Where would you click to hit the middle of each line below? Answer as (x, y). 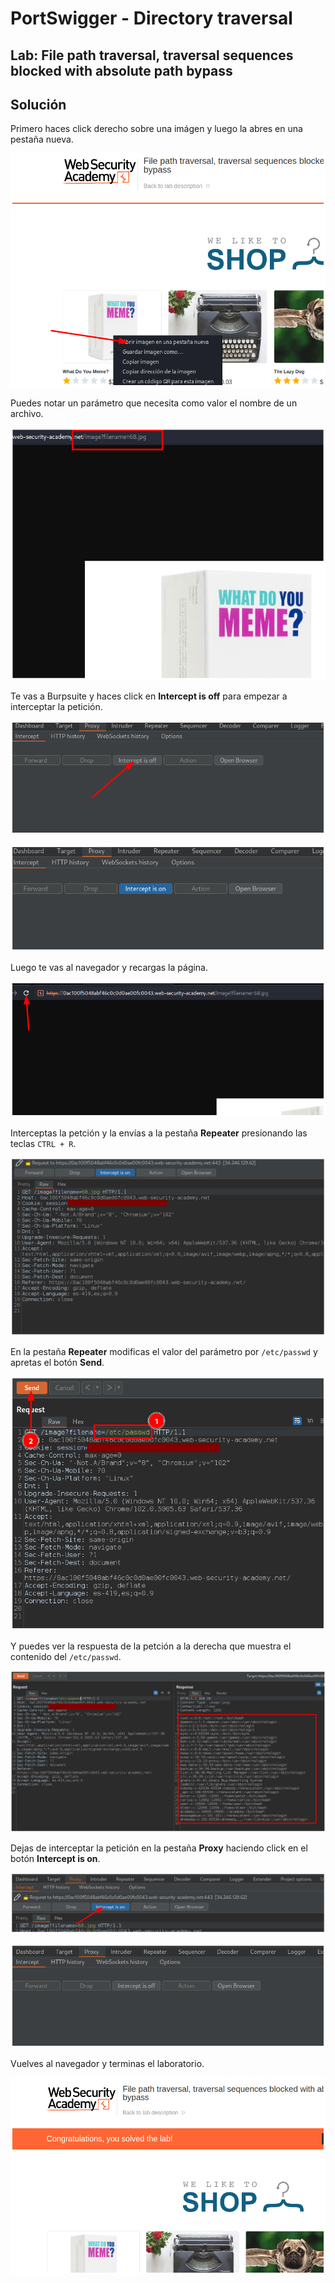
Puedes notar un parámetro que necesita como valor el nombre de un (154, 403)
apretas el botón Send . (57, 1363)
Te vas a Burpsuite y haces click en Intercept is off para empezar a (149, 696)
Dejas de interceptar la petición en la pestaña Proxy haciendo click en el (159, 1848)
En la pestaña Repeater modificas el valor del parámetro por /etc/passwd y (164, 1352)
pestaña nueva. (42, 139)
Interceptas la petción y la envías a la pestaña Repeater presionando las (159, 1133)
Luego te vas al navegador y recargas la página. (109, 967)
